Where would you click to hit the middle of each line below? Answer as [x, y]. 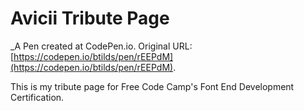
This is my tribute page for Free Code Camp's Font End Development [152, 86]
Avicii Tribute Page [90, 18]
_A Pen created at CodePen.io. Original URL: [101, 46]
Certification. [37, 97]
